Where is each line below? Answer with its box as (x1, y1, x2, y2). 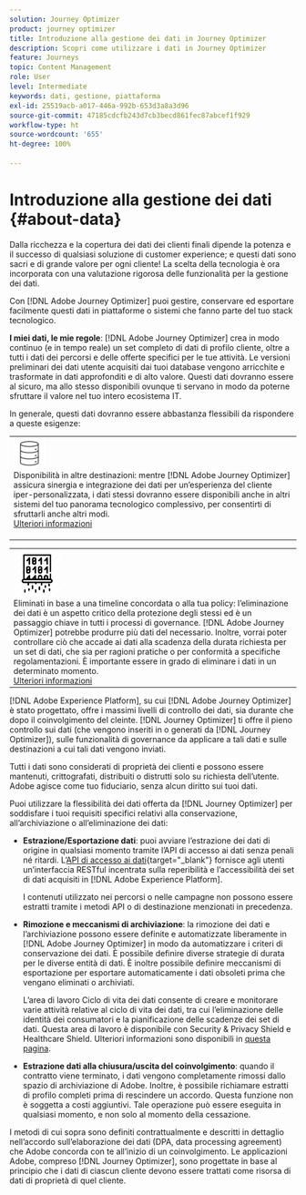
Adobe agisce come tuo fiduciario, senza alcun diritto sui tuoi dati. (9, 781, 258, 792)
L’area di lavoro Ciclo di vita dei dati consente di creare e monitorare (22, 995, 279, 1006)
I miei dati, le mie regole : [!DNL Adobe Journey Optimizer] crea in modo (9, 332, 280, 343)
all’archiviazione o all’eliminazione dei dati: (9, 818, 168, 829)
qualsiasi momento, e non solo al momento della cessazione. (22, 1109, 251, 1120)
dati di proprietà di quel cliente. (9, 1175, 127, 1186)
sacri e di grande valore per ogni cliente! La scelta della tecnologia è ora (9, 258, 280, 269)
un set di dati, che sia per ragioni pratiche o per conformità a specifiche (13, 646, 280, 657)
